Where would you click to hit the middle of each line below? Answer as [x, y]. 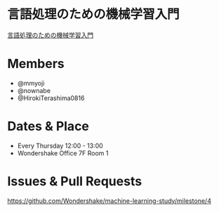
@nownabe [34, 90]
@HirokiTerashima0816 [51, 98]
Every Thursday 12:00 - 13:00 [60, 146]
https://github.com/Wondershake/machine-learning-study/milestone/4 [109, 201]
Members [36, 64]
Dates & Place [48, 126]
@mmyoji [31, 83]
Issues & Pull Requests [75, 181]
